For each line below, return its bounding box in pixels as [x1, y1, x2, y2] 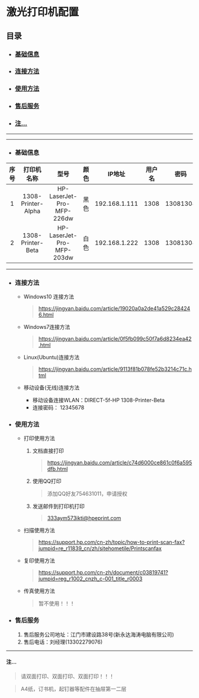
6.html [38, 311, 54, 318]
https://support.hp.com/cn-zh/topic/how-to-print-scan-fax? [38, 539, 185, 546]
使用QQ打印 [32, 477, 62, 485]
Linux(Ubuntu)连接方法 [23, 354, 80, 361]
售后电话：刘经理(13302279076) [23, 638, 103, 645]
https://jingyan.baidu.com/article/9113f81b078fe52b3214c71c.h [38, 366, 192, 373]
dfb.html [47, 466, 68, 473]
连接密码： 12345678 [32, 404, 85, 411]
